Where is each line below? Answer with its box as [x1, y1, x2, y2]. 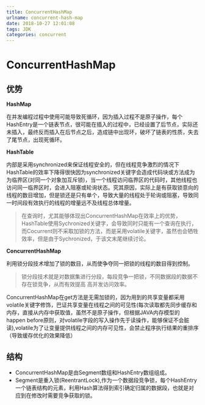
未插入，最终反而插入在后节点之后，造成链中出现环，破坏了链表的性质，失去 [6, 128, 199, 136]
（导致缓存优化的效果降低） [6, 332, 76, 340]
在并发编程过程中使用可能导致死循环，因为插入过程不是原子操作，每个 [6, 113, 183, 121]
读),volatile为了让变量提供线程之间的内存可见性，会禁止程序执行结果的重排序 [6, 324, 199, 332]
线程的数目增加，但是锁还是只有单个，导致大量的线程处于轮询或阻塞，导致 [6, 191, 193, 199]
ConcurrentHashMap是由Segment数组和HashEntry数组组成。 [15, 368, 171, 376]
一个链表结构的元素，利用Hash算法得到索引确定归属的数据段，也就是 [15, 384, 189, 392]
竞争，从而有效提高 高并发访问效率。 [37, 281, 130, 288]
